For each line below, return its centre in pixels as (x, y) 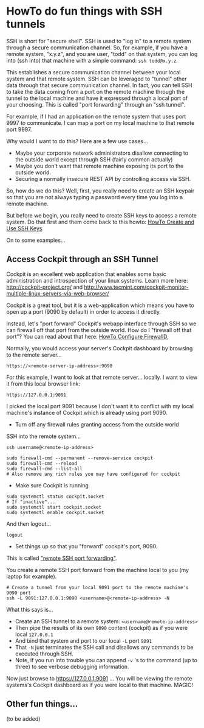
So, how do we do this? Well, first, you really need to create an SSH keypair (100, 191)
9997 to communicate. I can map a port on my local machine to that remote (100, 122)
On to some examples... (36, 240)
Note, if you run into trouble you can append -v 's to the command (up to (106, 660)
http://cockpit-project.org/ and (45, 287)
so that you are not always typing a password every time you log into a (95, 197)
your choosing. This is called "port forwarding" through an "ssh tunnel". (96, 104)
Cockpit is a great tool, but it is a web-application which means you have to (100, 305)
